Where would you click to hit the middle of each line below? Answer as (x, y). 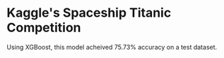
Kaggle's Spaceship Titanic (89, 13)
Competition (44, 28)
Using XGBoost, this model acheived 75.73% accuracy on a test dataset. (112, 47)
